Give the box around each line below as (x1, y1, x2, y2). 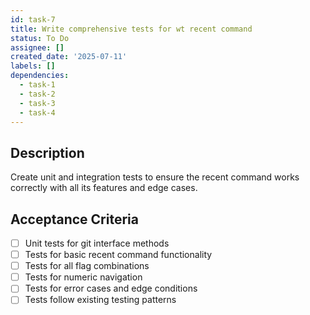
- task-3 (19, 98, 56, 108)
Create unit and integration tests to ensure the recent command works (10, 171, 300, 183)
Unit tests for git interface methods (24, 237, 170, 249)
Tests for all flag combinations (24, 260, 150, 272)
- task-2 (19, 89, 56, 99)
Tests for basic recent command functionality (24, 249, 213, 261)
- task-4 (19, 107, 56, 118)
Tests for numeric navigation (24, 271, 143, 283)
